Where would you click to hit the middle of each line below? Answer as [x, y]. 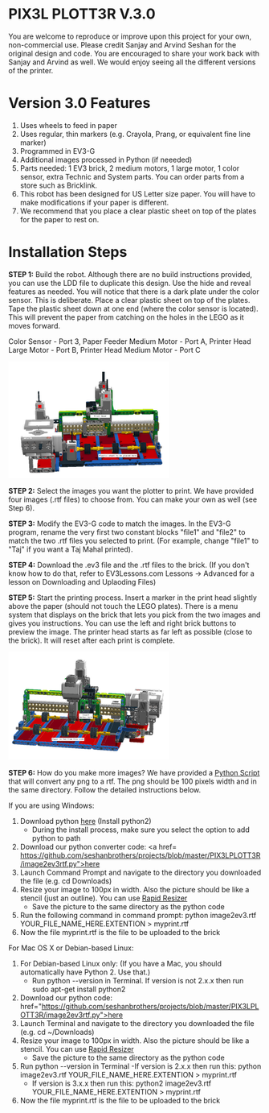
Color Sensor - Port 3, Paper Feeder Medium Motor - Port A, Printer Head [130, 341]
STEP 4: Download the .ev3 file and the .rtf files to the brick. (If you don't [129, 565]
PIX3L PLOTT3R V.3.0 [82, 14]
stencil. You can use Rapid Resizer [77, 1049]
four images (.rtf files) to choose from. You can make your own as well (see [133, 499]
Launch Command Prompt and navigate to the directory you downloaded [141, 872]
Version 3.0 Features [79, 103]
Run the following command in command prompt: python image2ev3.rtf [138, 915]
